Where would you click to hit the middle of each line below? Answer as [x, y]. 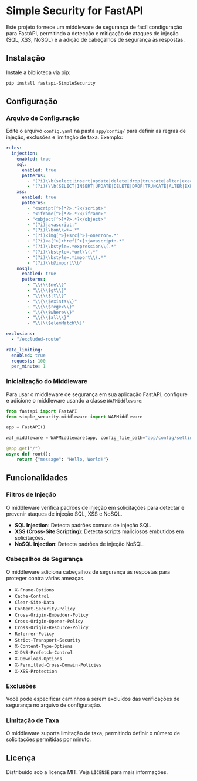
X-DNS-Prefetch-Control [44, 652]
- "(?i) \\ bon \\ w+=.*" [54, 230]
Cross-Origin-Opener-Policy [49, 621]
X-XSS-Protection [36, 671]
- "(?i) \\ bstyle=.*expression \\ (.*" [72, 247]
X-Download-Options [38, 659]
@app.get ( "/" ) [23, 448]
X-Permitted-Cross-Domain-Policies [58, 665]
